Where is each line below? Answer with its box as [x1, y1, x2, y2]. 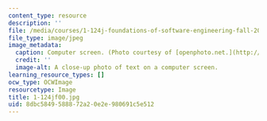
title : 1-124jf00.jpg [8, 93, 80, 101]
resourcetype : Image [8, 85, 77, 94]
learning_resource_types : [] [8, 71, 105, 79]
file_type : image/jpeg [8, 33, 83, 42]
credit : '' [15, 57, 52, 64]
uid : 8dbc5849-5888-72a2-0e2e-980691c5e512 [8, 100, 155, 108]
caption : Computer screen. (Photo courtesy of [15, 49, 172, 57]
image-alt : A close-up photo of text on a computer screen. [15, 64, 219, 72]
